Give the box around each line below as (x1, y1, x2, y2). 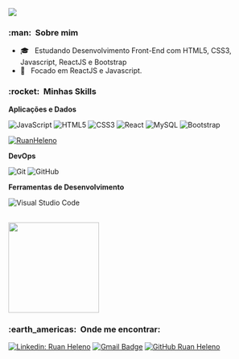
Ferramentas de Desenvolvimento (8, 182, 125, 192)
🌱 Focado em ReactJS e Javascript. (19, 66, 142, 75)
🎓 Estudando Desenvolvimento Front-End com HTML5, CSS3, (19, 46, 232, 55)
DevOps (8, 151, 36, 161)
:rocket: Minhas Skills (8, 86, 97, 97)
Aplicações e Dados (8, 104, 76, 114)
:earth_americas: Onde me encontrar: (8, 324, 161, 335)
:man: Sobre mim (8, 27, 79, 38)
